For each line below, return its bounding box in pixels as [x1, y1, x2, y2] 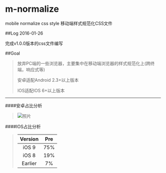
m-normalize [5, 3, 59, 15]
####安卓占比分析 [5, 103, 42, 108]
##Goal [5, 50, 20, 56]
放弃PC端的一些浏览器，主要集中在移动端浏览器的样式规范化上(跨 [17, 60, 151, 66]
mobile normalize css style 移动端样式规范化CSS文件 [5, 20, 113, 26]
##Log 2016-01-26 [5, 30, 43, 36]
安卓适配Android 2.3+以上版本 [17, 77, 79, 83]
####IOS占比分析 [5, 123, 41, 129]
